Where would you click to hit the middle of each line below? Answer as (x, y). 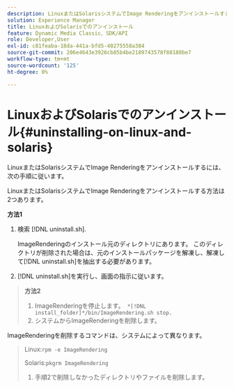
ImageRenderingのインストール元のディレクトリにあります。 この (111, 244)
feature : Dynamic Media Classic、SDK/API (68, 33)
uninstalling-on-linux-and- (112, 132)
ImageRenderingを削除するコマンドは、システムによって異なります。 (107, 336)
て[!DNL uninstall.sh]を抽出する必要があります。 (86, 261)
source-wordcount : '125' (43, 65)
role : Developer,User (39, 40)
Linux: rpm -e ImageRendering (66, 350)
